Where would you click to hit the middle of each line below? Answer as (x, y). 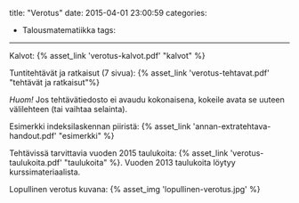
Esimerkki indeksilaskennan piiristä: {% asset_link (100, 126)
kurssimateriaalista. (45, 172)
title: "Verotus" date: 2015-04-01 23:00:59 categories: (108, 13)
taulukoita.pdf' (36, 162)
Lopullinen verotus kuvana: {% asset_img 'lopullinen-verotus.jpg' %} (135, 189)
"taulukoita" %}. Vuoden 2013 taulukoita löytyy (149, 162)
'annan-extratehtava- (232, 126)
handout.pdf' (33, 136)
